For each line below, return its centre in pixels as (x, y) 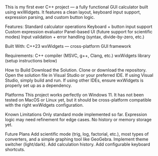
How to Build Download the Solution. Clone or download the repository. (76, 70)
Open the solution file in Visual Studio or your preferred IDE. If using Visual (79, 75)
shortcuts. (15, 149)
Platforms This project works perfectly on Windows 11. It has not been (74, 95)
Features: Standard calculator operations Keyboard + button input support (79, 27)
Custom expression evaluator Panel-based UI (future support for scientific (79, 32)
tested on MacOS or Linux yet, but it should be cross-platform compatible (78, 100)
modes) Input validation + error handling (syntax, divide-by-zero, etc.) (75, 37)
